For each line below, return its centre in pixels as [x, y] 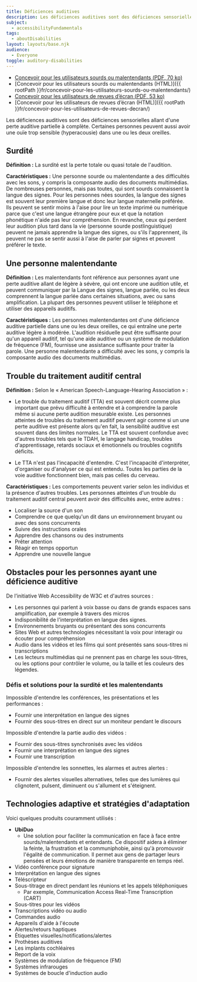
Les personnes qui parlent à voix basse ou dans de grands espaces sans [103, 607]
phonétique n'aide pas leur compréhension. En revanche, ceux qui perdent [96, 220]
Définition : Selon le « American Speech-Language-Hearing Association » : [97, 390]
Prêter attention [33, 541]
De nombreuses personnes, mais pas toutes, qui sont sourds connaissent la [98, 189]
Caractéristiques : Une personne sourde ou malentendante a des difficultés [98, 176]
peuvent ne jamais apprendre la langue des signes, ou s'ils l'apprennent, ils [97, 232]
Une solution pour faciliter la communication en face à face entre [102, 836]
